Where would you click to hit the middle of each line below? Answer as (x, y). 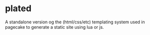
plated (18, 9)
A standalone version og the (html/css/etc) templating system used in (75, 22)
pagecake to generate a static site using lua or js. (54, 27)
